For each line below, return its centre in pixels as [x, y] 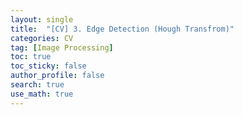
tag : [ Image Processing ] [62, 47]
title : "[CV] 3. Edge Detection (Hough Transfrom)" [122, 29]
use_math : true [42, 94]
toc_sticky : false [48, 66]
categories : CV [42, 38]
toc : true [31, 57]
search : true [37, 85]
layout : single [42, 19]
